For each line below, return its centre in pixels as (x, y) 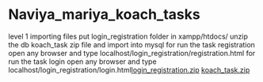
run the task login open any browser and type (82, 61)
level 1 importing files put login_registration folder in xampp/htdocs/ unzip (128, 36)
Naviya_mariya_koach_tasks (104, 15)
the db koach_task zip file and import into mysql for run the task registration (132, 44)
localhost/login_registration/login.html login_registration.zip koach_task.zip (129, 69)
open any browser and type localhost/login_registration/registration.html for (132, 53)
